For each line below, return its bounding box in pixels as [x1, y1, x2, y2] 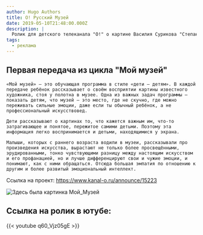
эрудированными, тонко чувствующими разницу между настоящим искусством [6, 150, 193, 156]
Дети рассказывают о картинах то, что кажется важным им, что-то [6, 118, 174, 124]
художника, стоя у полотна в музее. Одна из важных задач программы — [6, 91, 188, 98]
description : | [6, 25, 45, 32]
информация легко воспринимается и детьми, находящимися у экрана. [6, 128, 180, 135]
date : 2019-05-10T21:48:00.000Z [6, 20, 88, 26]
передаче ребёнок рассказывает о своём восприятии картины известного [6, 86, 188, 93]
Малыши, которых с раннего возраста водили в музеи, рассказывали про [6, 139, 188, 145]
